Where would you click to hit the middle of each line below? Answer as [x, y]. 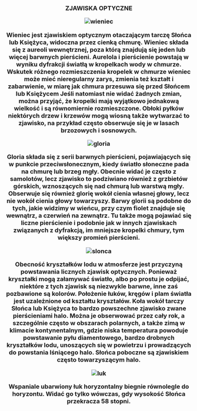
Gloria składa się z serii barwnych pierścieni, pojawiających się [99, 157]
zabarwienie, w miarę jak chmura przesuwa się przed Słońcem [99, 86]
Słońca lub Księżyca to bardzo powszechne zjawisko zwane [99, 308]
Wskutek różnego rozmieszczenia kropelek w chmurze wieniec [99, 72]
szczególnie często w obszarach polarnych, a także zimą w [99, 323]
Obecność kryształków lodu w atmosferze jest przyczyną [99, 264]
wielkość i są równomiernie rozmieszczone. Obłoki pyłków [99, 108]
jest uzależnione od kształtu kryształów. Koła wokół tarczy [99, 301]
